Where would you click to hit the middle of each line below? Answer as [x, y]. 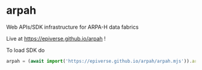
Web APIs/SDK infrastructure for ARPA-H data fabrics [72, 27]
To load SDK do [26, 50]
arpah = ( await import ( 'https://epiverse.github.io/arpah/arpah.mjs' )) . [99, 61]
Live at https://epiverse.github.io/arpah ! [56, 38]
